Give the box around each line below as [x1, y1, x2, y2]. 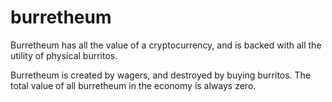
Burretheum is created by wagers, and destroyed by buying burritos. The [10, 69, 312, 81]
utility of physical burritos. [10, 49, 118, 61]
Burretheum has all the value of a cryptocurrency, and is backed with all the [10, 39, 322, 51]
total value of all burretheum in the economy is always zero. [10, 79, 257, 91]
